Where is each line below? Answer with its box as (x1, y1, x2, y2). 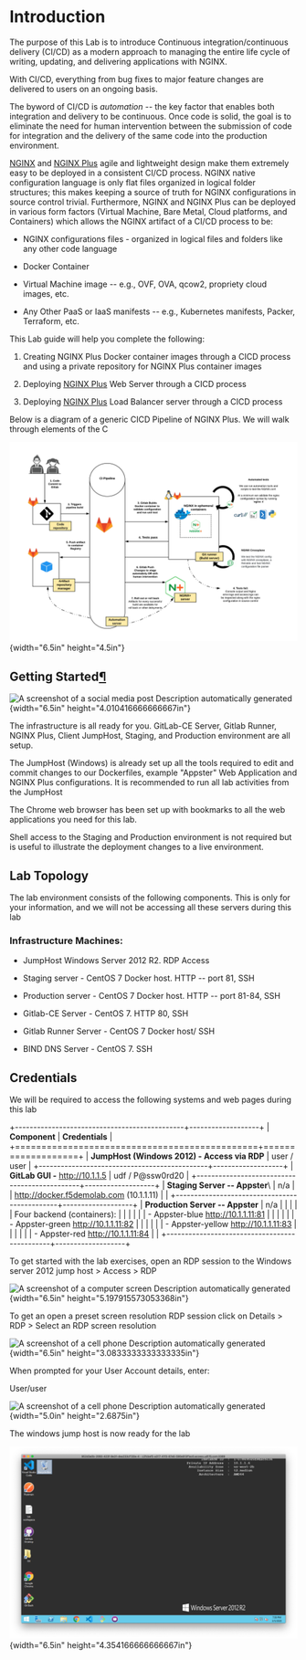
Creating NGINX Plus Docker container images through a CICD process (22, 351, 291, 362)
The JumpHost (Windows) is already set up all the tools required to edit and (9, 758, 294, 769)
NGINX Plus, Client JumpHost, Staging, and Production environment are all (9, 730, 290, 741)
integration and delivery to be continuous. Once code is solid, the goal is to (9, 110, 292, 121)
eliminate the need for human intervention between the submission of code (9, 121, 292, 131)
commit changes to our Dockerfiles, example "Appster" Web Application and (9, 767, 298, 778)
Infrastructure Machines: (9, 934, 123, 947)
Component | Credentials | (9, 1131, 112, 1142)
